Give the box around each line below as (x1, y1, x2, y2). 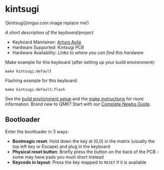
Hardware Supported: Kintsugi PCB (12, 44, 84, 50)
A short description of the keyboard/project (5, 29, 94, 35)
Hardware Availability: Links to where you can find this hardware (12, 50, 144, 56)
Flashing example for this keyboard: (5, 77, 78, 83)
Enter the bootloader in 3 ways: (5, 128, 69, 134)
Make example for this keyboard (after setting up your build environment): (5, 59, 156, 65)
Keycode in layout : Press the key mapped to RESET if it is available (12, 159, 147, 165)
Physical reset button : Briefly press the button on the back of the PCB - (12, 149, 159, 155)
